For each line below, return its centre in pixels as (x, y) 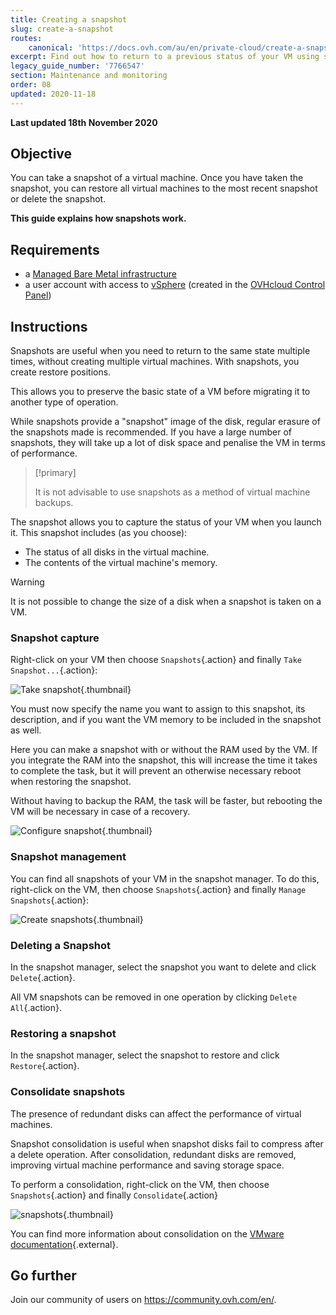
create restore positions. (61, 372)
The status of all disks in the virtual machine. (117, 552)
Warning (27, 582)
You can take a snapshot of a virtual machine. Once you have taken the (157, 178)
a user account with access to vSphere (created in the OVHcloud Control (175, 285)
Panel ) (38, 295)
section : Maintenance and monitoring (89, 76)
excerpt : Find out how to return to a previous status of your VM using (165, 57)
